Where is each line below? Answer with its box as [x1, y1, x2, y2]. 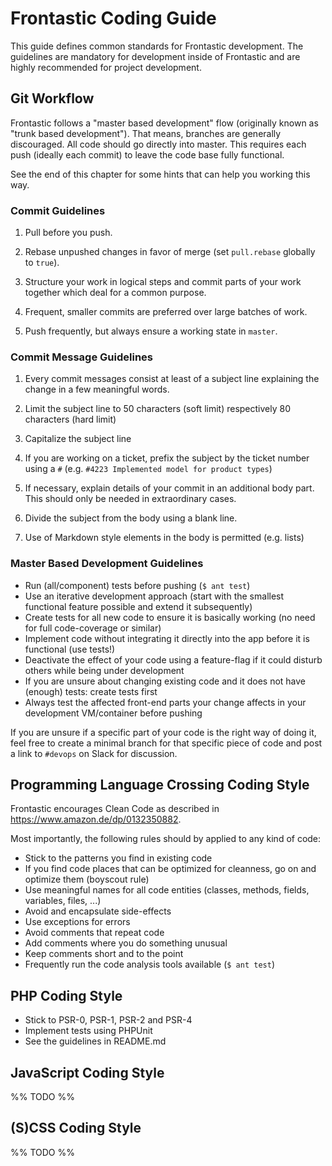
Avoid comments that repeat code [24, 927, 165, 939]
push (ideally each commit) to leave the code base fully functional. [10, 148, 285, 161]
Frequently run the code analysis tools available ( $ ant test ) [24, 958, 275, 971]
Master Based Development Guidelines [10, 557, 204, 571]
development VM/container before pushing [24, 707, 203, 719]
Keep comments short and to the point [24, 948, 184, 960]
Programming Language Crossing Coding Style [10, 777, 310, 794]
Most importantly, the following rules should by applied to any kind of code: [10, 833, 322, 845]
